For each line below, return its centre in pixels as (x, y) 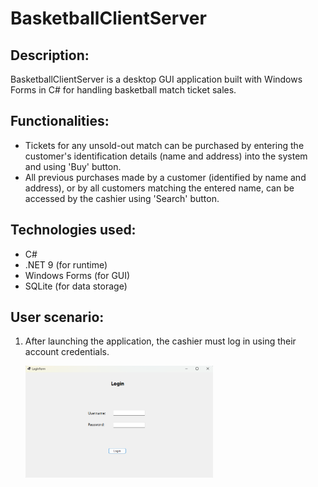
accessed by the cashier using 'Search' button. (122, 198)
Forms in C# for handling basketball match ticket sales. (123, 90)
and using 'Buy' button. (73, 166)
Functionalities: (60, 121)
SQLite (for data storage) (76, 286)
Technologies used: (73, 230)
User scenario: (57, 317)
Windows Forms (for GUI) (77, 275)
